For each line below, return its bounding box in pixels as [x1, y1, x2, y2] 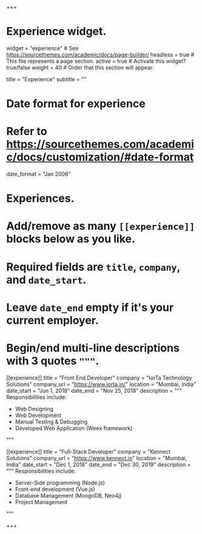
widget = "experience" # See [6, 44, 79, 52]
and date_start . [6, 273, 87, 287]
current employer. [6, 313, 99, 327]
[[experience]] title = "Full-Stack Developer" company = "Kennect [6, 448, 171, 455]
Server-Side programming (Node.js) [15, 479, 105, 486]
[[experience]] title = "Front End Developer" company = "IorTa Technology [6, 374, 192, 381]
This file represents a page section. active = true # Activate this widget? [6, 57, 186, 64]
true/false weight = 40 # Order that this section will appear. [6, 64, 154, 71]
